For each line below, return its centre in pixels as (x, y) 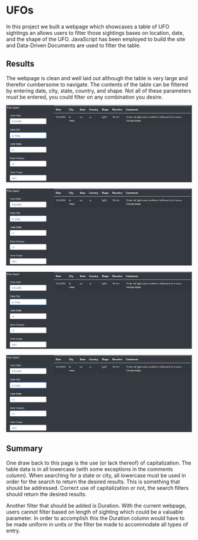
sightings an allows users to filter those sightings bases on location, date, (95, 32)
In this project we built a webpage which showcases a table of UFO (88, 27)
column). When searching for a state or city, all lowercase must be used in (96, 475)
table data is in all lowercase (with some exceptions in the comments (90, 469)
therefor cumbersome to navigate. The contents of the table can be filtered (97, 84)
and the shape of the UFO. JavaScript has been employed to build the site (96, 39)
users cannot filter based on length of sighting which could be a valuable (95, 512)
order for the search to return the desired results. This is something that (93, 482)
